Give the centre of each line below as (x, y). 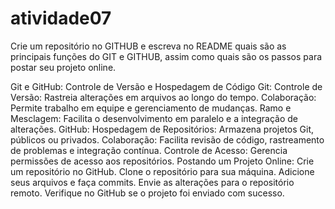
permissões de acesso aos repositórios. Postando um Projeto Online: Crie (162, 161)
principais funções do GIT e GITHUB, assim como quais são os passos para (166, 56)
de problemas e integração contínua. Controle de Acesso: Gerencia (149, 150)
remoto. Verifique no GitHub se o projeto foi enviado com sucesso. (147, 193)
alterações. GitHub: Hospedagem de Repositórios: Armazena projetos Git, (162, 129)
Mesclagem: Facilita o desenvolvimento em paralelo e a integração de (154, 118)
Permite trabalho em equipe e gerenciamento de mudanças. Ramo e (151, 108)
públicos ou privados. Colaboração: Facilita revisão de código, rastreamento (167, 139)
